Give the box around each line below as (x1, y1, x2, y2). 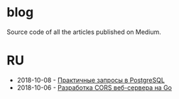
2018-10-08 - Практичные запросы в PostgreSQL (16, 76, 165, 84)
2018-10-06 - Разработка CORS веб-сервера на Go (16, 83, 172, 92)
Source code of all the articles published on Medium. (6, 28, 161, 36)
